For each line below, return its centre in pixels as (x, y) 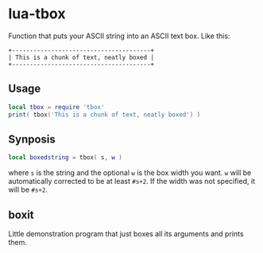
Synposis (32, 139)
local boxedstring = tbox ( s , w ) (66, 158)
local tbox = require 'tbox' (56, 107)
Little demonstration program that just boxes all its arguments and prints (126, 234)
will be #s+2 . (28, 190)
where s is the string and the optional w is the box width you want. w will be (130, 173)
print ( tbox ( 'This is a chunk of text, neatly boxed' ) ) (104, 115)
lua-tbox (37, 14)
